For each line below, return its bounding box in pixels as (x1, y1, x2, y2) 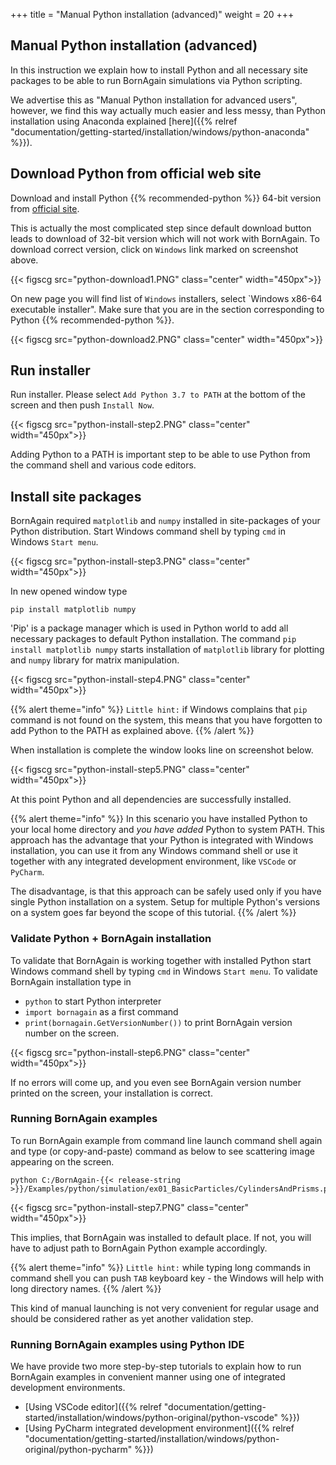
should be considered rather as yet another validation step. (10, 1312, 254, 1324)
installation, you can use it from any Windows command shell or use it (10, 845, 298, 857)
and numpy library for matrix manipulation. (10, 654, 180, 666)
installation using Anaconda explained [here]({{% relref (10, 115, 238, 127)
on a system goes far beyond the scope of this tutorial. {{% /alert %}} (10, 907, 297, 919)
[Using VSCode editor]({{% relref (24, 1401, 162, 1413)
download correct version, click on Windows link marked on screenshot (10, 243, 299, 255)
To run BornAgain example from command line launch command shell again (10, 1134, 323, 1146)
